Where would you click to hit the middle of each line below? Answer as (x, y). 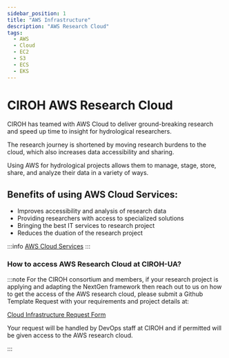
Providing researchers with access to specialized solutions (100, 218)
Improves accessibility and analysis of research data (92, 211)
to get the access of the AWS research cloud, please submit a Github (105, 294)
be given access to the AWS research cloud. (70, 335)
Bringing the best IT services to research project (86, 226)
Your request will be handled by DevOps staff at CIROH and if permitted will (114, 328)
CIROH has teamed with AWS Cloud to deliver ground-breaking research (110, 124)
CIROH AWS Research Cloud (90, 105)
